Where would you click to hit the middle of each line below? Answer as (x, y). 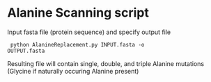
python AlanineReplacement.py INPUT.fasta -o (77, 44)
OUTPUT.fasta (26, 51)
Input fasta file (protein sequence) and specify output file (89, 32)
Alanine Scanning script (78, 13)
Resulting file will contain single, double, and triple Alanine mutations (106, 63)
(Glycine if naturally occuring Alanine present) (73, 71)
